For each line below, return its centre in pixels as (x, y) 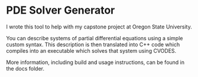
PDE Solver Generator (61, 10)
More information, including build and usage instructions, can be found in (95, 62)
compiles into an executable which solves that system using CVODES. (91, 50)
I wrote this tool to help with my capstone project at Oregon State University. (99, 27)
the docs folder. (25, 68)
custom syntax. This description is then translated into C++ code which (93, 44)
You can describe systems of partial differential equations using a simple (95, 38)
